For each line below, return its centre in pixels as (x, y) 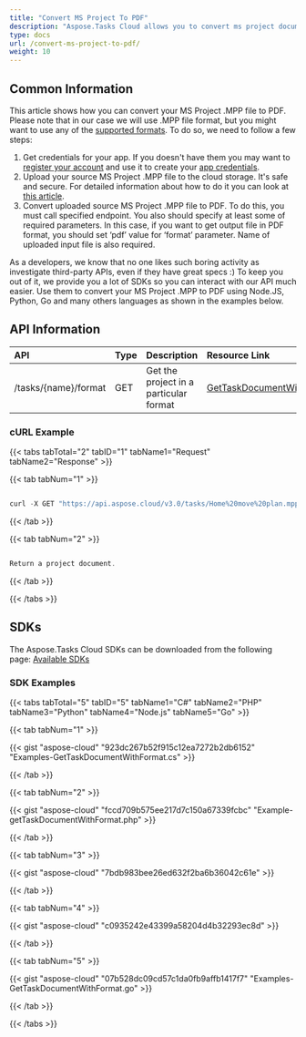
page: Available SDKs (50, 659)
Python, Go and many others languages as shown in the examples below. (147, 301)
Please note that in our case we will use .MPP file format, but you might (143, 120)
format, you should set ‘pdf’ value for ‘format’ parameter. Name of (146, 234)
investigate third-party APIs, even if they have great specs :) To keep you (147, 272)
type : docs (30, 35)
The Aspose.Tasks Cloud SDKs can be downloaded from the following (141, 649)
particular (167, 393)
